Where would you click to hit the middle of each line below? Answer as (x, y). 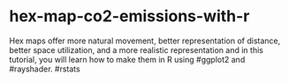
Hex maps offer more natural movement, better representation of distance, (145, 41)
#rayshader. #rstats (45, 69)
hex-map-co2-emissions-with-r (129, 16)
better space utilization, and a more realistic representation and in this (136, 49)
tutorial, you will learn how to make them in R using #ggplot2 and (127, 59)
